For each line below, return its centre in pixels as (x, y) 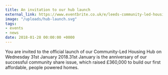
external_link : (21, 14)
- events (14, 28)
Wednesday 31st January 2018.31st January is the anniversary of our (76, 57)
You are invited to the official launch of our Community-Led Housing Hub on (83, 51)
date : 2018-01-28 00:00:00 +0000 (40, 38)
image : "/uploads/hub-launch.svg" (41, 19)
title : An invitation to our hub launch (48, 10)
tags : (11, 24)
